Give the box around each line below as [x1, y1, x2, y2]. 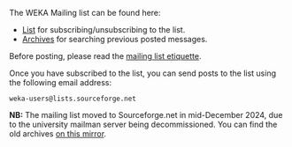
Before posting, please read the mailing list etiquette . [9, 51, 202, 61]
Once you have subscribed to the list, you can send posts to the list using [9, 68, 277, 78]
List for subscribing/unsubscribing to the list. [21, 25, 186, 34]
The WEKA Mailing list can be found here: [9, 8, 161, 18]
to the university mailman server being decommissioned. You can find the [9, 119, 278, 129]
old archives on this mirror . [9, 129, 107, 139]
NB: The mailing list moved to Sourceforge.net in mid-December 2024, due [9, 110, 283, 120]
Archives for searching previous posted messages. [21, 34, 208, 44]
